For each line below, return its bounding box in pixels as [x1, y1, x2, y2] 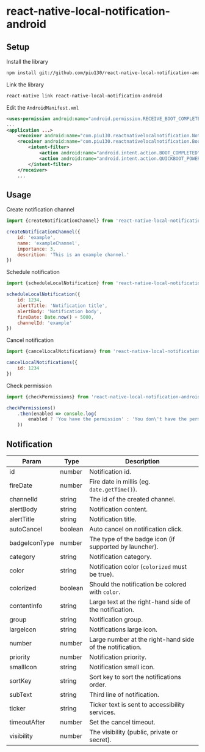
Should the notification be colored [89, 580, 187, 588]
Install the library [6, 58, 49, 65]
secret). [89, 735, 112, 744]
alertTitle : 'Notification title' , [17, 302, 108, 309]
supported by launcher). [89, 542, 159, 551]
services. [89, 708, 116, 716]
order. [89, 680, 107, 689]
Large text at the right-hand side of [89, 598, 191, 606]
